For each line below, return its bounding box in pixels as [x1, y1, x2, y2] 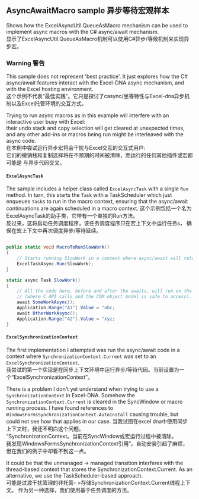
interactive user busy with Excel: [6, 118, 86, 125]
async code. [6, 137, 37, 145]
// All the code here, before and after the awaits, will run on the [17, 288, 192, 294]
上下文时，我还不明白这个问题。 [6, 425, 84, 432]
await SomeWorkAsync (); [17, 299, 76, 305]
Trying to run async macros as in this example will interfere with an [6, 112, 169, 119]
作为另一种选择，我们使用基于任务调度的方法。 [17, 487, 132, 494]
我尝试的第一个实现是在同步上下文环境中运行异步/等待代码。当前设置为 [6, 366, 179, 373]
